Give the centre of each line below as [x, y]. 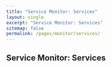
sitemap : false [25, 28]
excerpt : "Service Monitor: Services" [55, 23]
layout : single [25, 17]
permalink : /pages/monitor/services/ [53, 34]
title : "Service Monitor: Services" [52, 12]
